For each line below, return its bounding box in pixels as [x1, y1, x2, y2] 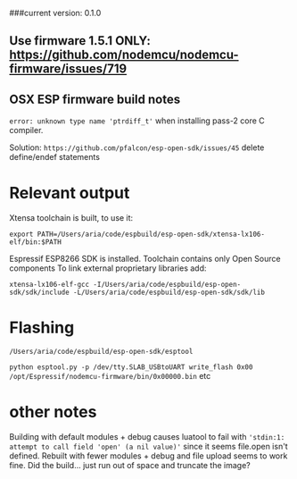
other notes [9, 402, 97, 423]
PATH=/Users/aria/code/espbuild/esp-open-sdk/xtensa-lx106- [37, 230, 266, 239]
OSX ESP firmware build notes [9, 91, 181, 106]
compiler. [9, 125, 44, 136]
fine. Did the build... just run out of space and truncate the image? [9, 460, 252, 471]
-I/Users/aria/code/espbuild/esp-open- [93, 281, 242, 290]
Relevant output [9, 183, 130, 204]
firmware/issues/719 [9, 62, 128, 77]
